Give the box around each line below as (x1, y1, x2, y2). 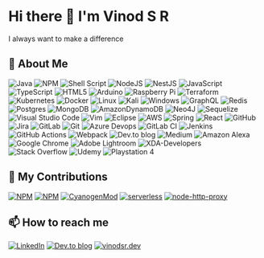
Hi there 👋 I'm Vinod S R (8, 7, 169, 26)
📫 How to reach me (8, 215, 109, 229)
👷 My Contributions (8, 170, 109, 184)
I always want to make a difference (8, 34, 124, 43)
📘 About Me (8, 57, 68, 71)
